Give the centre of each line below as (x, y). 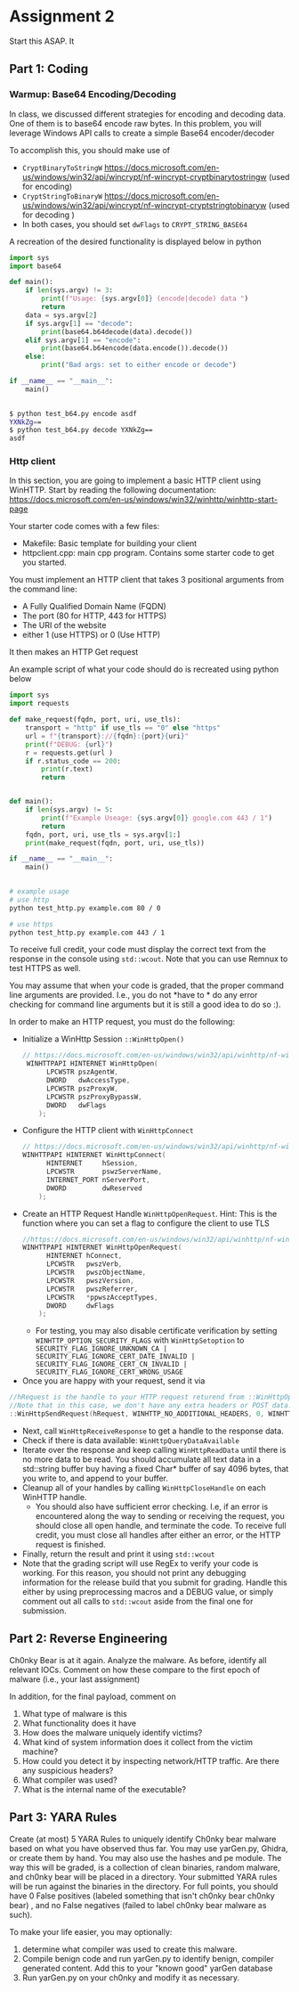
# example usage (39, 892)
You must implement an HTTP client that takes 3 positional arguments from (147, 580)
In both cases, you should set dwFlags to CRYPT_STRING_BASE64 (134, 224)
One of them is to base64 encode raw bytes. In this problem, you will (136, 123)
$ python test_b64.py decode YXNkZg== (81, 430)
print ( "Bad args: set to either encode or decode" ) (139, 365)
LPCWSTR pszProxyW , (82, 1089)
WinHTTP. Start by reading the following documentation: (113, 490)
